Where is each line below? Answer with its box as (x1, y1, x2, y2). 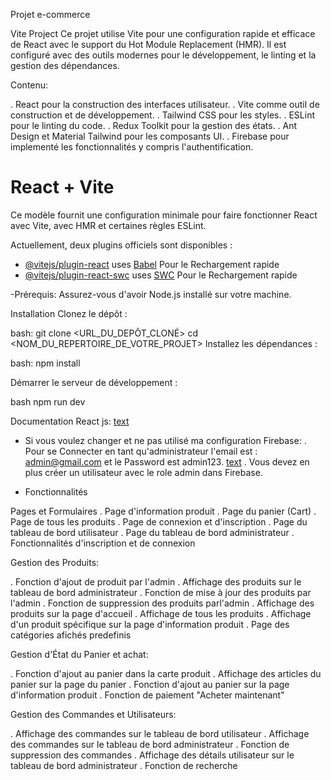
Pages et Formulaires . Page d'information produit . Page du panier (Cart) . (10, 505, 317, 517)
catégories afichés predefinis (10, 629, 132, 641)
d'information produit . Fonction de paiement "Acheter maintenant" (10, 689, 285, 701)
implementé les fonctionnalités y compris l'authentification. (10, 141, 254, 153)
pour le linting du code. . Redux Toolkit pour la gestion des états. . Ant (10, 120, 298, 131)
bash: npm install (10, 357, 81, 369)
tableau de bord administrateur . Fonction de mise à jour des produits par (10, 586, 312, 598)
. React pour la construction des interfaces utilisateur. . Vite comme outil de (10, 99, 320, 110)
